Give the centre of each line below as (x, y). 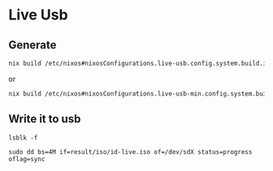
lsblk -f (23, 138)
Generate (32, 45)
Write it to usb (45, 119)
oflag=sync (27, 159)
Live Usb (38, 15)
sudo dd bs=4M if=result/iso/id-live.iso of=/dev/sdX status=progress (130, 152)
